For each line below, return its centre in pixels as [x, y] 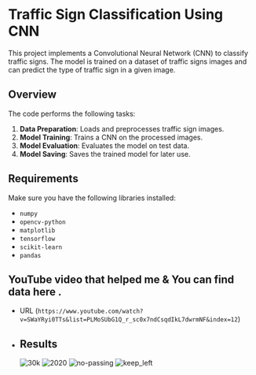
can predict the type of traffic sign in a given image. [92, 69]
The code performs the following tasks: [72, 113]
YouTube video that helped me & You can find [121, 279]
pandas [30, 255]
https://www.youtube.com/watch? [91, 312]
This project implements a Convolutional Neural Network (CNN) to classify [128, 53]
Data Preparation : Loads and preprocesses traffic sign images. [122, 128]
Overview [33, 95]
